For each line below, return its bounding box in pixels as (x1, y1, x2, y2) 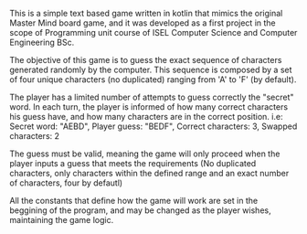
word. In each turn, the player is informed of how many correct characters (9, 101, 289, 112)
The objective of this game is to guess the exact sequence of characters (9, 55, 282, 65)
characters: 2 (9, 131, 60, 141)
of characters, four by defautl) (9, 177, 123, 188)
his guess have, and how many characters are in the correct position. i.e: (9, 112, 283, 122)
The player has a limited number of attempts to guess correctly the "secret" (9, 91, 294, 102)
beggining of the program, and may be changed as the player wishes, (9, 205, 271, 216)
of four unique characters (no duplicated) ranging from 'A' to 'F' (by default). (9, 74, 297, 85)
